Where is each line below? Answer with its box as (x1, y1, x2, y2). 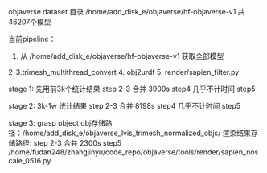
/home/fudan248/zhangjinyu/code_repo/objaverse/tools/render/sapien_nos (8, 147, 259, 157)
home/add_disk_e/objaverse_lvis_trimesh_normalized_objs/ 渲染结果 (25, 128, 251, 138)
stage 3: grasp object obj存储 (8, 118, 106, 127)
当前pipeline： (8, 35, 56, 43)
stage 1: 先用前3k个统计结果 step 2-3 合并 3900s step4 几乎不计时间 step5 (8, 84, 256, 93)
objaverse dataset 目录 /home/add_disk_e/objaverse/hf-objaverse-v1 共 (8, 7, 245, 16)
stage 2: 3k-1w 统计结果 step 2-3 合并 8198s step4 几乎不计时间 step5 (8, 101, 241, 110)
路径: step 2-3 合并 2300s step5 (14, 138, 122, 147)
